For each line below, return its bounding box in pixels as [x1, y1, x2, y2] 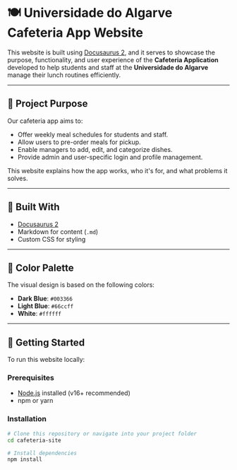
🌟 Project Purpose [7, 98, 88, 110]
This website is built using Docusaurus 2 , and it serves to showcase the [7, 48, 215, 57]
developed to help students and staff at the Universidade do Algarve [7, 63, 209, 71]
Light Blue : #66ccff [17, 302, 74, 310]
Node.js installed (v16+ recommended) [17, 389, 130, 397]
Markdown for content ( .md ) [17, 227, 99, 236]
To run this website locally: [7, 356, 85, 364]
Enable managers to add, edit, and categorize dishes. [17, 145, 173, 153]
